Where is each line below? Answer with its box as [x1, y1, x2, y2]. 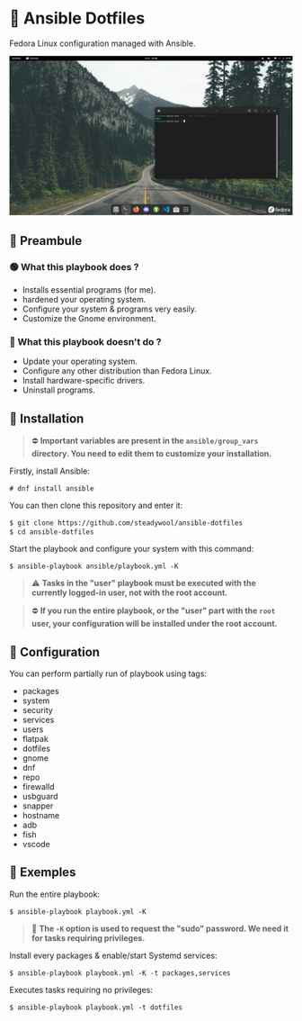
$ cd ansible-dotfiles [9, 528, 94, 537]
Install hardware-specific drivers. [22, 375, 146, 386]
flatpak [22, 734, 49, 745]
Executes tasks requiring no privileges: [9, 984, 154, 995]
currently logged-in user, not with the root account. [31, 587, 228, 598]
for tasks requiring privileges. [31, 932, 146, 944]
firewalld [22, 782, 55, 792]
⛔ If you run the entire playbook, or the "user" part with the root [31, 605, 276, 616]
